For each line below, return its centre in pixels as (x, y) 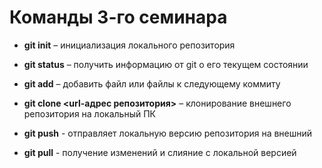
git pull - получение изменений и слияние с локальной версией (160, 152)
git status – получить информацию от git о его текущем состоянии (166, 64)
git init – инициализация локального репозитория (129, 45)
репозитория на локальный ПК (89, 113)
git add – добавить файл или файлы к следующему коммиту (152, 83)
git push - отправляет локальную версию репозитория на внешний (168, 133)
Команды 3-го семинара (118, 17)
